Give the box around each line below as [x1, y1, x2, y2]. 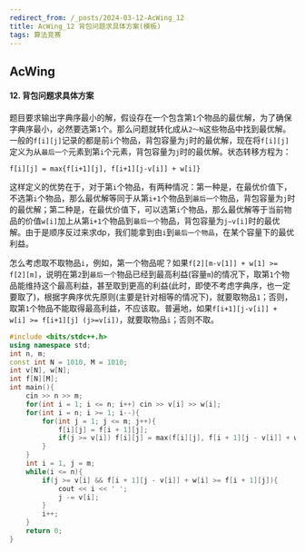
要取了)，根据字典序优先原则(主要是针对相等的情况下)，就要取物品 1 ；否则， [9, 291, 293, 302]
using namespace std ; [9, 340, 92, 350]
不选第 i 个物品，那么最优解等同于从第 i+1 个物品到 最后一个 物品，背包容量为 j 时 [9, 192, 296, 203]
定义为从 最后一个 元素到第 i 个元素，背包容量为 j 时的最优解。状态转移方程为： [9, 146, 291, 157]
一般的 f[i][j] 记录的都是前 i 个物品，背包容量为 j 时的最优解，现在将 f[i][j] [9, 134, 290, 145]
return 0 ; [25, 527, 64, 536]
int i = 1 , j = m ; [25, 459, 95, 468]
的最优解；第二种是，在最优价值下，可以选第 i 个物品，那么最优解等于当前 [9, 203, 284, 214]
